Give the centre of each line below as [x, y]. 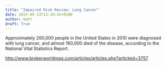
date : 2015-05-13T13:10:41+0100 [39, 14]
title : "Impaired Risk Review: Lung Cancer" [52, 10]
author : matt [19, 19]
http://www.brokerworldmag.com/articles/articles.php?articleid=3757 [77, 58]
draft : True [17, 24]
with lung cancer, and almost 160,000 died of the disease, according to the [82, 43]
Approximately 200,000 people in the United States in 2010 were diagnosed [83, 38]
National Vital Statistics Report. [37, 48]
